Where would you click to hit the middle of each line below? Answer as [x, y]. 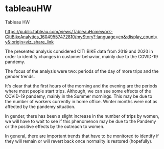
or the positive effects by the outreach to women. [55, 126]
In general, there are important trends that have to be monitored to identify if [82, 136]
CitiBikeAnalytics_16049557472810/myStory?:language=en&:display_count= [82, 37]
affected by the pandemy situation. [40, 106]
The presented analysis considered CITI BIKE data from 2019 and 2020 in [79, 51]
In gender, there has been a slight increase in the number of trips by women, [82, 116]
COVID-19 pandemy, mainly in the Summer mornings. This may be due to [79, 96]
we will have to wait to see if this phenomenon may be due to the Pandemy [81, 121]
